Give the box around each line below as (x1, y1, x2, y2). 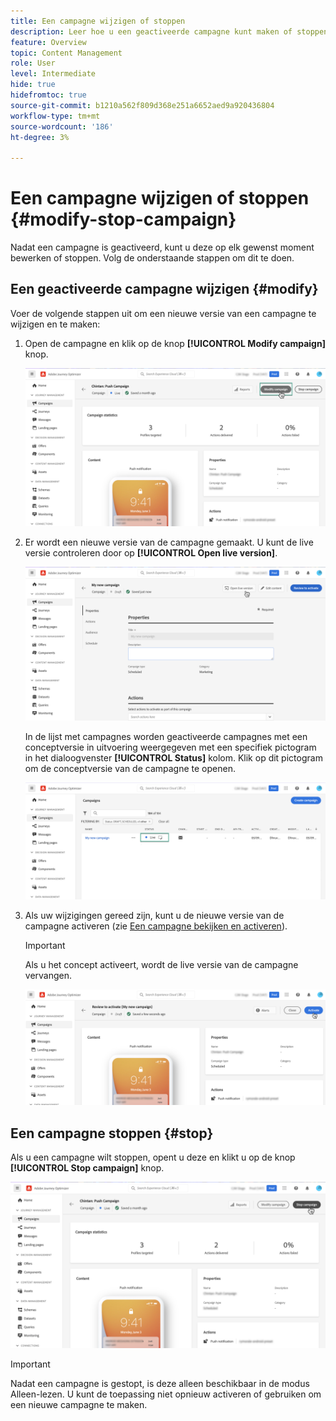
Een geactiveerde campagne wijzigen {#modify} (10, 281, 319, 298)
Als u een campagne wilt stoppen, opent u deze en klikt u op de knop (10, 1151, 296, 1163)
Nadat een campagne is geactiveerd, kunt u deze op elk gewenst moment (10, 241, 315, 254)
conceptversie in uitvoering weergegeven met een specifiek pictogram (24, 741, 317, 753)
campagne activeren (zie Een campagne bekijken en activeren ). (24, 920, 288, 932)
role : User (10, 58, 56, 69)
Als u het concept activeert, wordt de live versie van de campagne (24, 959, 299, 971)
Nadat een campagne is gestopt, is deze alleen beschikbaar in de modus (10, 1377, 310, 1389)
